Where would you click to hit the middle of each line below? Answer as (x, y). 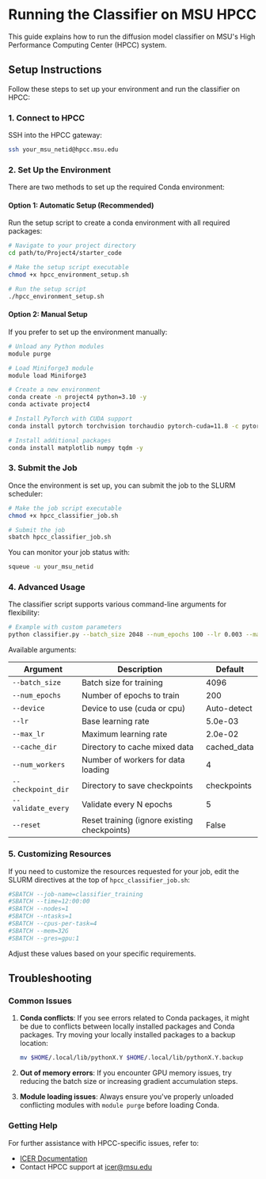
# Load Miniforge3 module (51, 368)
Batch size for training (123, 683)
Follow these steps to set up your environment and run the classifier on (124, 89)
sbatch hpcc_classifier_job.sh (60, 537)
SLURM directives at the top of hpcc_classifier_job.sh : (99, 880)
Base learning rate (116, 721)
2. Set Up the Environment (59, 169)
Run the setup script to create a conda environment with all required (119, 222)
